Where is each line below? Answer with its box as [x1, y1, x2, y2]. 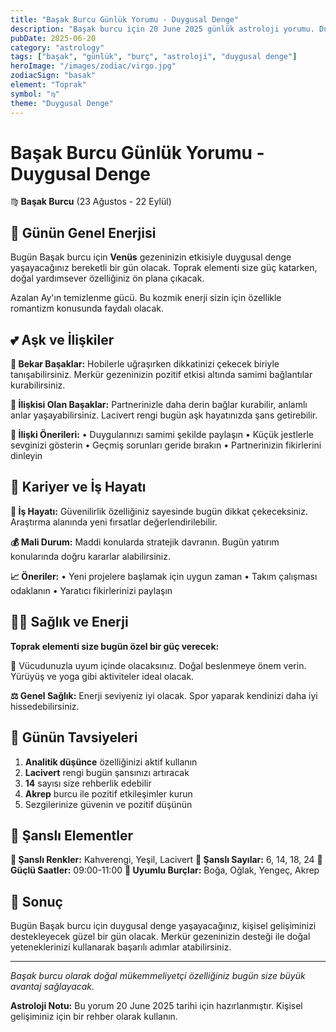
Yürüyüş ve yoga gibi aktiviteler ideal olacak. [10, 670, 195, 682]
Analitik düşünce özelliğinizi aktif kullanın [24, 756, 198, 768]
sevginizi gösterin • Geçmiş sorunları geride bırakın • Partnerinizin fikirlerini [10, 439, 322, 451]
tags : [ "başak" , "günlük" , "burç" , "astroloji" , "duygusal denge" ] [10, 52, 298, 62]
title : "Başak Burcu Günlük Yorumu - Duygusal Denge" [10, 14, 240, 25]
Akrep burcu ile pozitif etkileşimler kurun [24, 787, 193, 800]
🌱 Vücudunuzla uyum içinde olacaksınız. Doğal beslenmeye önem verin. [10, 659, 307, 671]
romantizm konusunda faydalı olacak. [10, 302, 165, 315]
